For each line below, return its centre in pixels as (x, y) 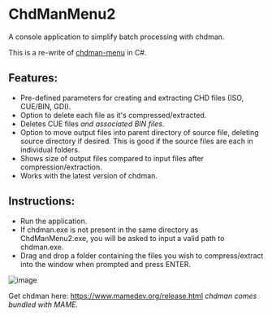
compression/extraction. (61, 167)
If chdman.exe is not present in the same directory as (109, 230)
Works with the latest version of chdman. (89, 175)
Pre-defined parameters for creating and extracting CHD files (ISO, (132, 98)
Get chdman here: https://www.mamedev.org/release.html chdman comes (133, 296)
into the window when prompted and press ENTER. (106, 264)
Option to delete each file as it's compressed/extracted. (113, 115)
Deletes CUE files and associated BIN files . (92, 124)
